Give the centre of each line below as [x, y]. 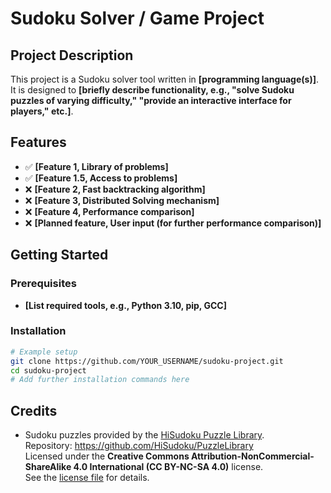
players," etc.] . [42, 111]
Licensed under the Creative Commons [107, 456]
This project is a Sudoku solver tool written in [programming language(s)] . [165, 79]
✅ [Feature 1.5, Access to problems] [101, 178]
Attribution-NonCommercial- [253, 456]
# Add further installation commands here [100, 380]
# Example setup [44, 352]
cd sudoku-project [48, 370]
